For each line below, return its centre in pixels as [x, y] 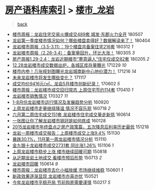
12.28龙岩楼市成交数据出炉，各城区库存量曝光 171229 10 [69, 65]
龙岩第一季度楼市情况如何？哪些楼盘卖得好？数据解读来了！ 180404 [81, 40]
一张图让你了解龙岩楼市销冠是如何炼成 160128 [59, 120]
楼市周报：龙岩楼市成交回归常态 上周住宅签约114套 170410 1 [73, 90]
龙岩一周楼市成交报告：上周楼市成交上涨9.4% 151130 [66, 133]
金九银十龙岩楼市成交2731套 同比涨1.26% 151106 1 [63, 145]
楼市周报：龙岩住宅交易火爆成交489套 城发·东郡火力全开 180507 [77, 34]
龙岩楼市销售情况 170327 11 [40, 96]
